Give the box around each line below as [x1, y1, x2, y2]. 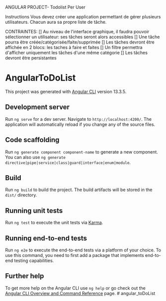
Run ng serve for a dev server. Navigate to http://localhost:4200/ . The [5, 116, 152, 122]
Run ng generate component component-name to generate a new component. [5, 149, 159, 155]
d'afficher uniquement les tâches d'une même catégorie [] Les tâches [5, 50, 148, 55]
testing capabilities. [14, 257, 54, 263]
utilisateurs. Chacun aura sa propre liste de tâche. [5, 19, 107, 25]
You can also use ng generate [5, 154, 66, 160]
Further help [5, 272, 45, 280]
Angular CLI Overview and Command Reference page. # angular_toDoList [5, 290, 156, 296]
